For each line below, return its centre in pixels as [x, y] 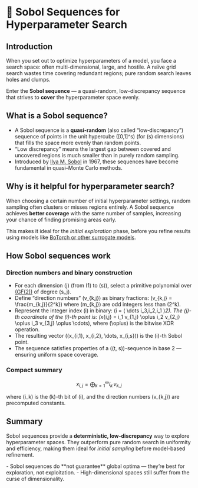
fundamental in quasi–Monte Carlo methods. [68, 167]
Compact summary [34, 370]
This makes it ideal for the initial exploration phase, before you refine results [98, 231]
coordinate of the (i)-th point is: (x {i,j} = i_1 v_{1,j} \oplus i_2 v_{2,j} [100, 317]
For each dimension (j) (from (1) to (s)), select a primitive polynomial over [103, 286]
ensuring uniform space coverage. [57, 355]
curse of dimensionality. [35, 479]
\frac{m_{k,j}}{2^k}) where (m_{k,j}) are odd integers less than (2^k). [98, 305]
